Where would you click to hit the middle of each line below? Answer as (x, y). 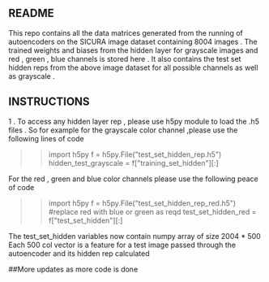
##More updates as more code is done (73, 269)
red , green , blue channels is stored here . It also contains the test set (125, 59)
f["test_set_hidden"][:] (85, 220)
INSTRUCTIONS (49, 102)
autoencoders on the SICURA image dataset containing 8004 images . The (133, 41)
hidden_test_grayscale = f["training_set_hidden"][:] (133, 163)
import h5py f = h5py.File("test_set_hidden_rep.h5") (135, 154)
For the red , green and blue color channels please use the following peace (134, 179)
